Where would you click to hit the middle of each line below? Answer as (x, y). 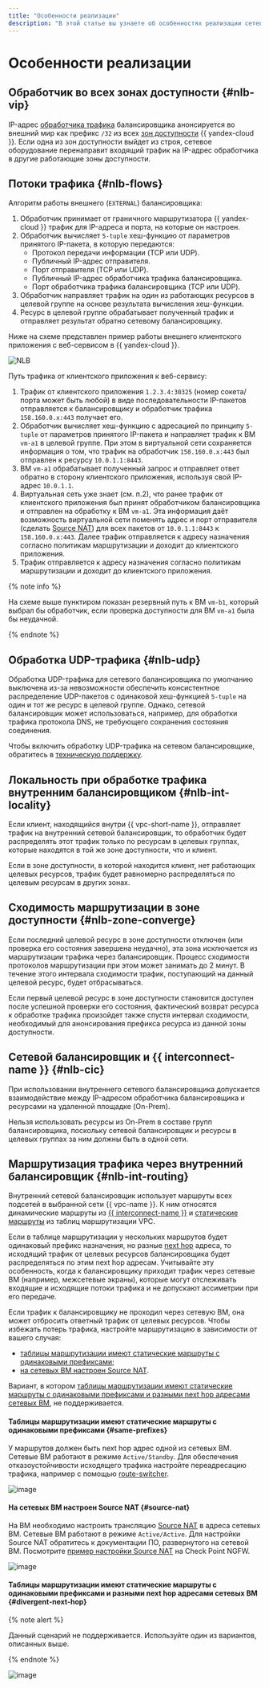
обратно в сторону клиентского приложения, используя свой (125, 477)
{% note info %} (35, 586)
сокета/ (233, 392)
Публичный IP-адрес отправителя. (91, 261)
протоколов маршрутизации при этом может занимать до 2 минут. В (127, 965)
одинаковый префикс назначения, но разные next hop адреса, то (120, 1246)
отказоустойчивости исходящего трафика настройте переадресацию (127, 1465)
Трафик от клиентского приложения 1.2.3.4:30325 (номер (119, 392)
